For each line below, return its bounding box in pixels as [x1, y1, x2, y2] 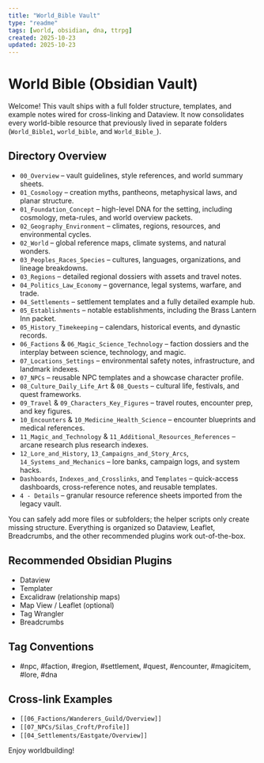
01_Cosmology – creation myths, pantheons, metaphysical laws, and [19, 187, 237, 196]
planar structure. [19, 196, 74, 205]
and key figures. [19, 406, 73, 416]
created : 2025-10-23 [8, 33, 77, 42]
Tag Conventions [8, 640, 94, 654]
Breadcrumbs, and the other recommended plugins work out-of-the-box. [8, 531, 247, 540]
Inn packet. [19, 314, 57, 323]
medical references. [19, 423, 85, 433]
